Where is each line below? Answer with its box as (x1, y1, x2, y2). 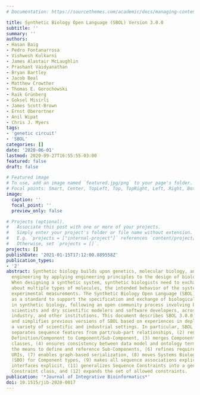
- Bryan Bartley (6, 69, 46, 75)
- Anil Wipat (6, 114, 39, 120)
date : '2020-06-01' (6, 147, 55, 153)
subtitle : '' (6, 25, 39, 31)
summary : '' (6, 30, 36, 36)
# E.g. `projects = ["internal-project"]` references (6, 235, 148, 242)
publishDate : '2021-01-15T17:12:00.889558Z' (6, 252, 118, 258)
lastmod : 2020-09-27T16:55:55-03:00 (6, 153, 97, 159)
